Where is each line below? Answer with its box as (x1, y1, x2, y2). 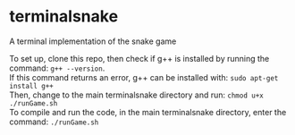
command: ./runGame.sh (9, 116, 99, 127)
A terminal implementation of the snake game (9, 36, 177, 46)
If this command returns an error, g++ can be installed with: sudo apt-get (9, 72, 279, 82)
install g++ (9, 81, 54, 90)
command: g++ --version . (9, 63, 105, 73)
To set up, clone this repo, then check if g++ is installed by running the (9, 53, 270, 63)
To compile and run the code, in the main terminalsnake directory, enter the (9, 106, 287, 117)
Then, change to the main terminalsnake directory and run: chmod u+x (9, 89, 264, 100)
